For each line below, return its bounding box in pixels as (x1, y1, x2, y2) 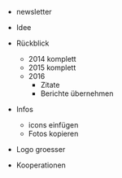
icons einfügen (28, 120, 79, 129)
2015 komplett (28, 63, 76, 72)
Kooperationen (15, 160, 67, 170)
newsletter (15, 7, 52, 16)
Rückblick (15, 38, 50, 48)
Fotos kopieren (28, 129, 79, 138)
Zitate (40, 80, 60, 89)
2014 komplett (28, 54, 76, 63)
